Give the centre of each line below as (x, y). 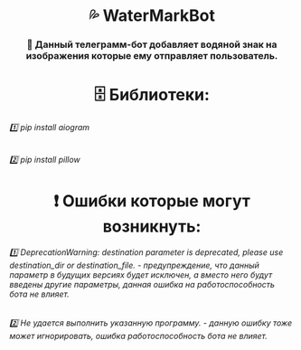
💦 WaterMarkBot (152, 16)
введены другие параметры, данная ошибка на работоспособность (142, 285)
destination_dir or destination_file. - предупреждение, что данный (135, 265)
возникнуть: (152, 226)
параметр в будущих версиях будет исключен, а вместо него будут (141, 275)
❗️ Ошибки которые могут (152, 201)
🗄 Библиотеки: (152, 95)
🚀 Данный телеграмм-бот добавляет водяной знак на (152, 44)
